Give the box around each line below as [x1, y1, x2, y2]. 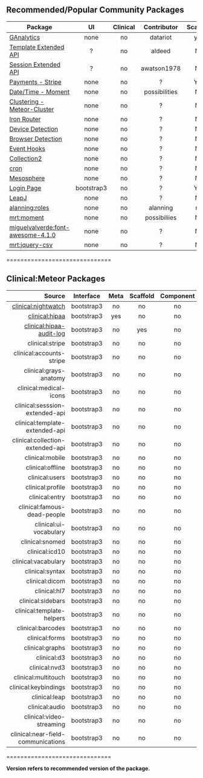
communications [18, 737, 65, 746]
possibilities [144, 87, 178, 96]
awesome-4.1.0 [9, 230, 56, 239]
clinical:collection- [11, 436, 65, 444]
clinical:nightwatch [11, 302, 65, 310]
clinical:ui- [34, 520, 65, 528]
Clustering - [9, 97, 44, 105]
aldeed [150, 47, 171, 55]
